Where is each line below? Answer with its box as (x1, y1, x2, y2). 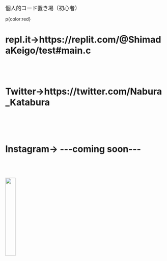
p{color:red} (5, 16, 31, 22)
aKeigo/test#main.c (5, 45, 91, 56)
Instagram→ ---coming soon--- (5, 143, 142, 155)
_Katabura (5, 96, 50, 108)
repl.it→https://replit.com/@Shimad (5, 34, 161, 46)
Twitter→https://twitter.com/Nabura (5, 85, 162, 97)
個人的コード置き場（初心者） (5, 5, 80, 12)
